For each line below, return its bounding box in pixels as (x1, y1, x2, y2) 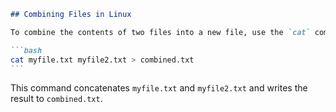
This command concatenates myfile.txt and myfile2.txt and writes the (10, 82, 308, 94)
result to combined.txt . (10, 93, 103, 105)
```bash (10, 45, 43, 55)
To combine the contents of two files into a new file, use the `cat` (10, 27, 311, 37)
